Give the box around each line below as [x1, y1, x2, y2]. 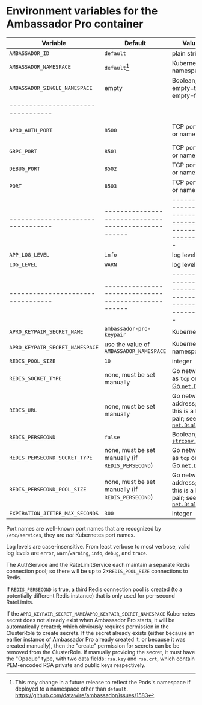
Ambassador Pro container [6, 17, 144, 31]
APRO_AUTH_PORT [9, 127, 53, 133]
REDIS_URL [9, 406, 37, 413]
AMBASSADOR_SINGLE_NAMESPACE [9, 85, 93, 91]
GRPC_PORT [9, 148, 37, 155]
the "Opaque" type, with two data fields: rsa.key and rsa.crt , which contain [6, 655, 195, 662]
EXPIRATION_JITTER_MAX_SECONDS [9, 510, 99, 517]
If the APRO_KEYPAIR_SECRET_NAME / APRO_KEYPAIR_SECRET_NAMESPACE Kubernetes [6, 610, 195, 617]
